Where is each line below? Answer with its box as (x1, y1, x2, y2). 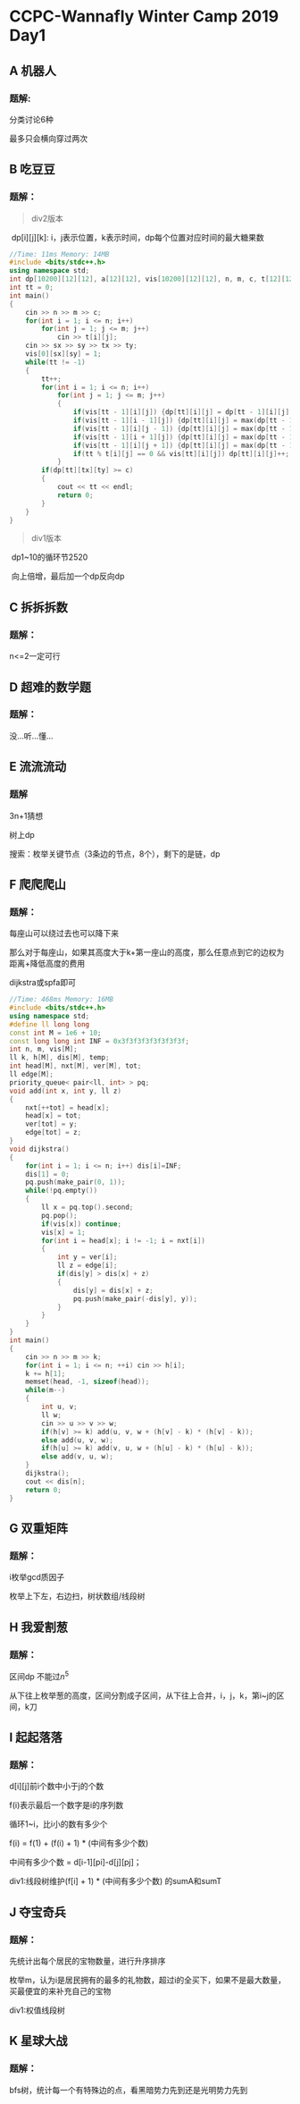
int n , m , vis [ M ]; (9, 1044, 78, 1054)
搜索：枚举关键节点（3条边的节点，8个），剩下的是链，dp (9, 848, 221, 859)
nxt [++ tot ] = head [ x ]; (25, 1103, 110, 1112)
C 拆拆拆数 (9, 599, 69, 614)
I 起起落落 (9, 1729, 62, 1745)
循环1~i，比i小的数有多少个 (9, 1819, 108, 1829)
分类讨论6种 (9, 114, 54, 124)
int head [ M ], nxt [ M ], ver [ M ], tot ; (9, 1061, 142, 1070)
